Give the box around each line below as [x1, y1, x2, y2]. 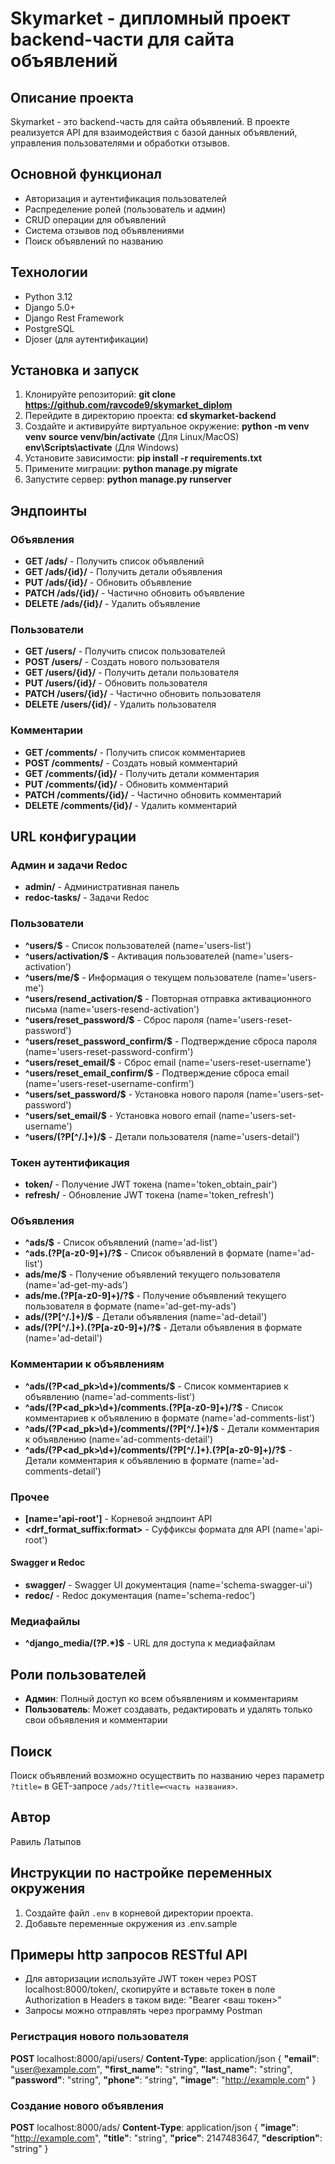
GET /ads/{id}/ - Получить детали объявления [24, 566, 223, 578]
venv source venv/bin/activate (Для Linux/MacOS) [24, 431, 240, 443]
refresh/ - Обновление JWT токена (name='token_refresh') [24, 1189, 275, 1201]
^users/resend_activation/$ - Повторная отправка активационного [24, 992, 312, 1004]
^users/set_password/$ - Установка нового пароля [24, 1088, 245, 1100]
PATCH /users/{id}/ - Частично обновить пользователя [24, 688, 262, 700]
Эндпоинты [10, 502, 88, 519]
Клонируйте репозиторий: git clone [24, 388, 177, 401]
